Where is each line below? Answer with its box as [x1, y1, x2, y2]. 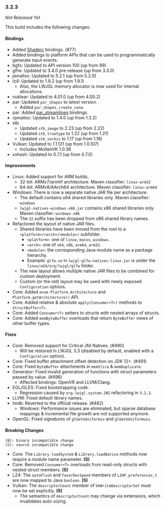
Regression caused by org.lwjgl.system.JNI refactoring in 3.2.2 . [19, 390, 152, 396]
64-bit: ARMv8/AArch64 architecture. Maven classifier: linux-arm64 [19, 184, 158, 190]
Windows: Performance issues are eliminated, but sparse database [19, 405, 156, 411]
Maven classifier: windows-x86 [19, 210, 80, 216]
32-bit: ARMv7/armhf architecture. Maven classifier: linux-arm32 [19, 179, 151, 184]
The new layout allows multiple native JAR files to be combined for [19, 268, 155, 274]
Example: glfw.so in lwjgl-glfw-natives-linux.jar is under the [27, 257, 156, 263]
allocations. [19, 88, 43, 94]
